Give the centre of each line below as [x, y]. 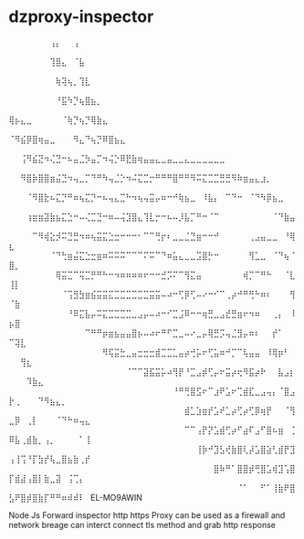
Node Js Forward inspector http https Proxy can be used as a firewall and [147, 515]
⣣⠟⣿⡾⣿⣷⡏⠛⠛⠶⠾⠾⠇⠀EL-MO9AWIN [76, 497]
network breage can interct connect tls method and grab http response [142, 524]
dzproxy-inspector [81, 17]
